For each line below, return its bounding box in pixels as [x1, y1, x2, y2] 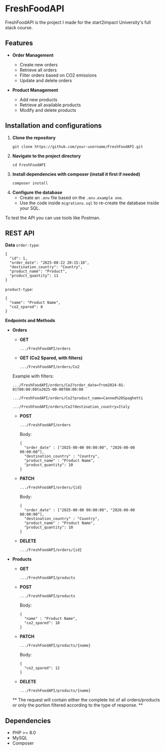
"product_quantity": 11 [9, 273, 58, 279]
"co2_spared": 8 [9, 305, 43, 310]
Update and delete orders [19, 77, 72, 83]
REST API [5, 229, 35, 237]
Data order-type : [5, 242, 40, 248]
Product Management [12, 87, 58, 93]
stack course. [5, 24, 33, 30]
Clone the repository [12, 135, 56, 141]
